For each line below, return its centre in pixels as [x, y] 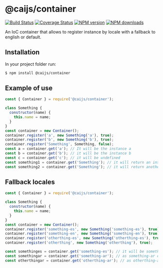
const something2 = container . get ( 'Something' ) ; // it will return [75, 167]
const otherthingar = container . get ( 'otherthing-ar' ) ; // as [68, 260]
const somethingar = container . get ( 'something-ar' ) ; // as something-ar [80, 256]
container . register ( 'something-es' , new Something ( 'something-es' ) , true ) [82, 229]
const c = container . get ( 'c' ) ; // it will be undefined [63, 158]
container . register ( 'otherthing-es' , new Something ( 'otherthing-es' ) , [78, 238]
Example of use [29, 88]
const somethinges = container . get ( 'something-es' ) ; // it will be [75, 251]
